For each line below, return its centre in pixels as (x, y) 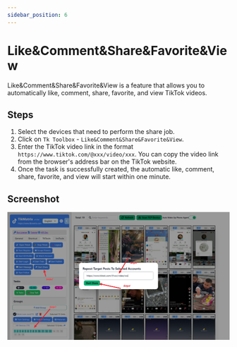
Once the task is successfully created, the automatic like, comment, (116, 169)
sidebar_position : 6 (38, 15)
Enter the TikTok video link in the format (75, 147)
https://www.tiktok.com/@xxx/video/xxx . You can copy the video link (118, 154)
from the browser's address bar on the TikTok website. (97, 162)
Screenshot (34, 199)
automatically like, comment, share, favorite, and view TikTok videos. (107, 92)
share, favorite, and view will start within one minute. (94, 177)
